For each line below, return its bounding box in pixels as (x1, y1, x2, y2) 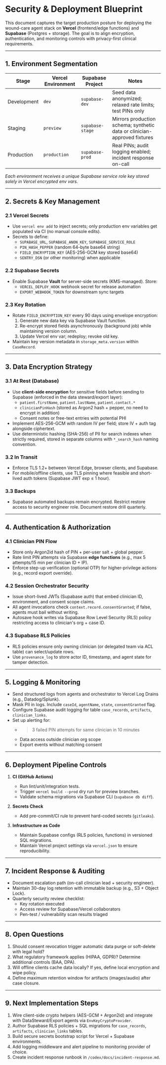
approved (112, 134, 134, 141)
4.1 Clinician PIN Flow (5, 538, 57, 545)
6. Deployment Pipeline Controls (5, 760, 107, 769)
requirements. (5, 40, 34, 46)
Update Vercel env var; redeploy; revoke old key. (19, 333, 119, 339)
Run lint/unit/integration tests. (19, 784, 80, 789)
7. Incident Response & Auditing (5, 867, 105, 875)
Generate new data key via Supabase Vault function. (19, 317, 127, 324)
